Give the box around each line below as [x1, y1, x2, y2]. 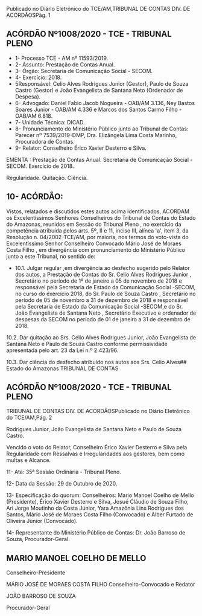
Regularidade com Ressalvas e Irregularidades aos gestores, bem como [6, 450, 185, 458]
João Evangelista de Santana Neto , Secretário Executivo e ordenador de [14, 309, 197, 316]
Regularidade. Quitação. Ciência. [6, 174, 88, 181]
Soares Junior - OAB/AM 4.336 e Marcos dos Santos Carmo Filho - [14, 106, 182, 113]
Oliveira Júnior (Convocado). [6, 518, 78, 525]
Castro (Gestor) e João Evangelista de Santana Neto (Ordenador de [14, 86, 183, 94]
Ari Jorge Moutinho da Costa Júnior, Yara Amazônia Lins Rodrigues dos [6, 504, 184, 512]
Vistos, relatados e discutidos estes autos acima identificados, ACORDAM [6, 208, 190, 215]
